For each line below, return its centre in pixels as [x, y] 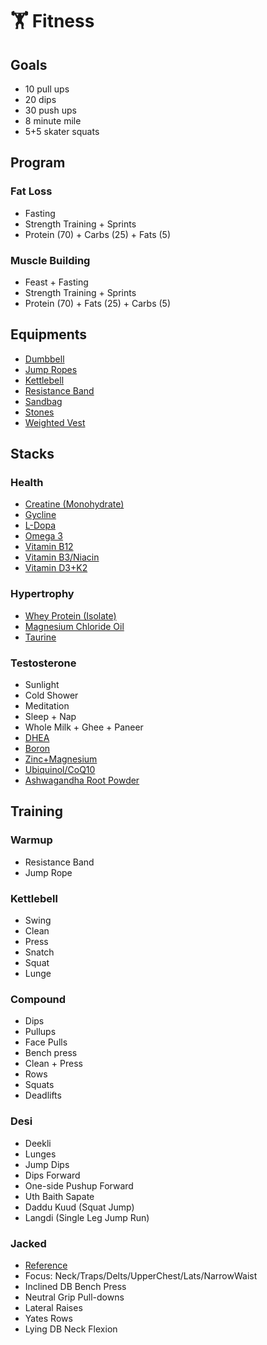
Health [27, 483]
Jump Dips [47, 1164]
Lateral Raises [53, 1307]
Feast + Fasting [56, 282]
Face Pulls [46, 1042]
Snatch [39, 952]
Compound [38, 999]
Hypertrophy [42, 594]
